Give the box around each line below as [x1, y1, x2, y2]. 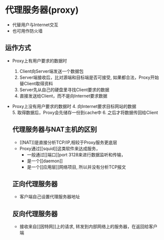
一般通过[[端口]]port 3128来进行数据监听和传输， [27, 151, 126, 158]
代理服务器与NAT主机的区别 [12, 125, 97, 134]
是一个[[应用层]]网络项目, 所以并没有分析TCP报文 [27, 164, 126, 170]
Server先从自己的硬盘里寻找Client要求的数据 [19, 87, 109, 93]
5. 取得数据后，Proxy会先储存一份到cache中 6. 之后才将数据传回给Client [12, 109, 158, 115]
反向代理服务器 [12, 209, 58, 218]
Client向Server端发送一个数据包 [19, 68, 84, 74]
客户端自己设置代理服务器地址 [19, 194, 80, 200]
